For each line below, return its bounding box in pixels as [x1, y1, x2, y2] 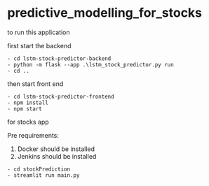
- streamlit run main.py [7, 171, 80, 179]
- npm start [7, 105, 42, 113]
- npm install [7, 99, 49, 106]
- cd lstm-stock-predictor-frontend [7, 93, 114, 100]
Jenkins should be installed [17, 152, 97, 160]
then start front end [7, 79, 64, 88]
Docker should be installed [17, 145, 95, 153]
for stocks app [7, 117, 49, 126]
